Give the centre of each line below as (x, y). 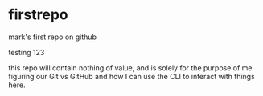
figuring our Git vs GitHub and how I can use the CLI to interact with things (131, 76)
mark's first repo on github (52, 37)
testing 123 (27, 52)
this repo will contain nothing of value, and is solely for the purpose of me (130, 68)
